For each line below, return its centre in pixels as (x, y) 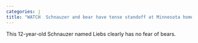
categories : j (24, 11)
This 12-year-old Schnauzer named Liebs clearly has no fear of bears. (91, 34)
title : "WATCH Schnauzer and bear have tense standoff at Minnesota (93, 17)
